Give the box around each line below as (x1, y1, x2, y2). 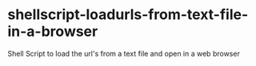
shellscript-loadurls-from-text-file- (7, 6, 249, 24)
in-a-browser (7, 22, 98, 41)
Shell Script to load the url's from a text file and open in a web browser (7, 49, 241, 58)
